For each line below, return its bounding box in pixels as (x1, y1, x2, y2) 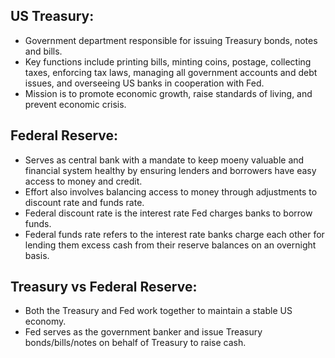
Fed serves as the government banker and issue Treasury (24, 326, 263, 338)
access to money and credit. (24, 175, 143, 187)
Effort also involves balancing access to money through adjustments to (24, 185, 318, 198)
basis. (24, 249, 50, 261)
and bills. (24, 45, 63, 57)
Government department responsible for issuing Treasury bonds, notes (24, 34, 318, 46)
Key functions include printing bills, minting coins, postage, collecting (24, 55, 312, 68)
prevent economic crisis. (24, 98, 127, 110)
